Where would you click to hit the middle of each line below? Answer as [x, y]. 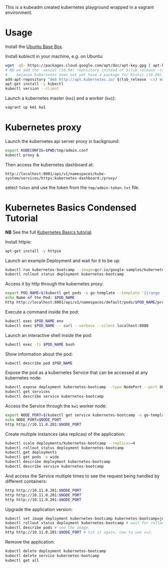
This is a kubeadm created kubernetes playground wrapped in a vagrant [79, 7]
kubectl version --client [32, 89]
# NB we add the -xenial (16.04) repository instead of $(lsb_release [80, 70]
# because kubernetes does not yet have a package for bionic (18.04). [85, 74]
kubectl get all [22, 560]
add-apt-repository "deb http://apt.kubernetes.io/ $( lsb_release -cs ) [81, 79]
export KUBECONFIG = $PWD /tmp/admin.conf [47, 150]
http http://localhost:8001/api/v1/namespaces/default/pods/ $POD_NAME [80, 302]
